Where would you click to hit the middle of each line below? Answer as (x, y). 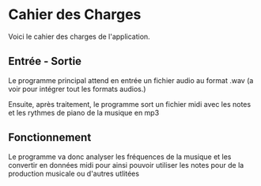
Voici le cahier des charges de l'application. (79, 36)
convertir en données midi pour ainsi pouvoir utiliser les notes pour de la (126, 165)
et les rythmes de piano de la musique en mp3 (84, 112)
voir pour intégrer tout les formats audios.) (77, 89)
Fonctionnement (50, 137)
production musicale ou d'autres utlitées (74, 173)
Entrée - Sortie (45, 61)
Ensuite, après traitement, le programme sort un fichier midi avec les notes (130, 104)
